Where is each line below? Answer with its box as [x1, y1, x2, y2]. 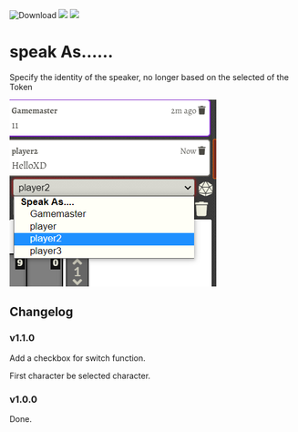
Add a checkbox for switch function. [9, 352, 146, 364]
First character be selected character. [9, 370, 151, 381]
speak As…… [9, 42, 114, 63]
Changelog [9, 304, 74, 320]
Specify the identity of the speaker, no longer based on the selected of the [9, 71, 290, 82]
